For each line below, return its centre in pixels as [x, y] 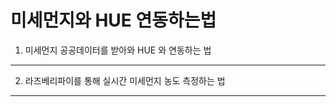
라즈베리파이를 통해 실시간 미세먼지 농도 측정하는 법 [125, 80]
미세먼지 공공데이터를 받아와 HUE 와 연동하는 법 [118, 50]
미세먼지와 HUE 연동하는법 [113, 20]
